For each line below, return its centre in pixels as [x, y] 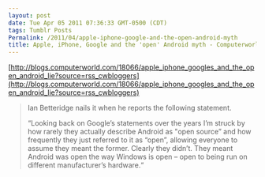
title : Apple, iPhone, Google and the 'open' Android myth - [111, 45]
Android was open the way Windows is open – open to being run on [137, 157]
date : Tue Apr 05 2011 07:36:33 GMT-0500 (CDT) [88, 23]
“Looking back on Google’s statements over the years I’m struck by [136, 123]
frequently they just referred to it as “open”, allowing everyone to [132, 140]
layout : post [30, 15]
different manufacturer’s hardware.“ [86, 165]
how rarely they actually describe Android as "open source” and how [139, 132]
